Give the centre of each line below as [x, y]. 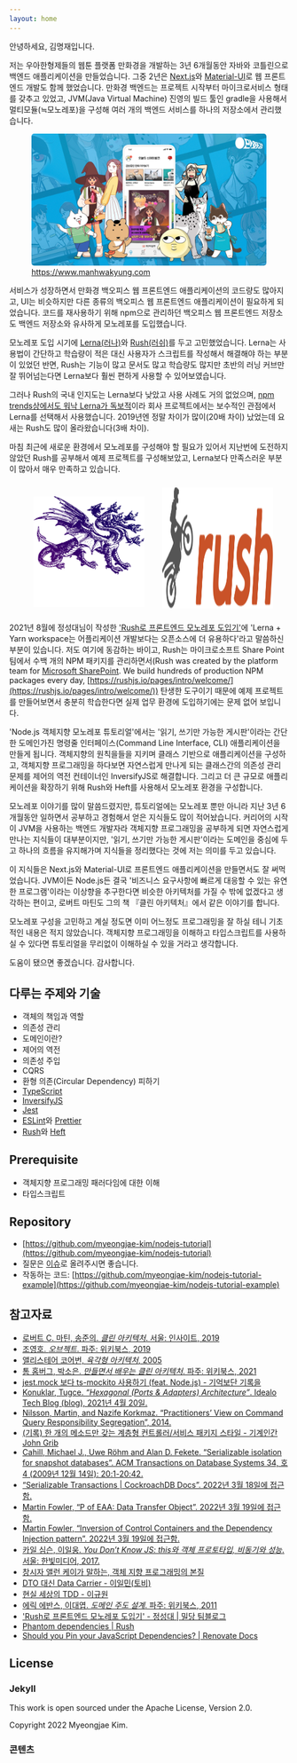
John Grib [40, 1443]
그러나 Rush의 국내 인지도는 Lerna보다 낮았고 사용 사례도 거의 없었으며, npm [142, 395]
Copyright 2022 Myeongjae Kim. [69, 1725]
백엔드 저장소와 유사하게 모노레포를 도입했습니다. [102, 324]
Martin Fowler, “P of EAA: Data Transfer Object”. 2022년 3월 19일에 [143, 1507]
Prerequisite [44, 1160]
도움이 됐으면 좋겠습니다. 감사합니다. [72, 963]
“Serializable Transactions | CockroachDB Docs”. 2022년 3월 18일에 [145, 1484]
